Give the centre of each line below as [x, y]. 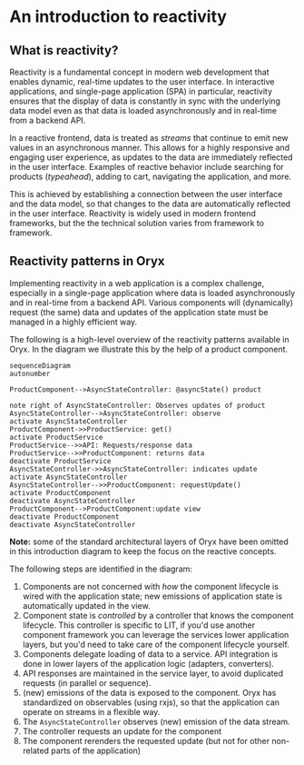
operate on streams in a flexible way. [91, 711]
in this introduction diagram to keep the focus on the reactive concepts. [143, 551]
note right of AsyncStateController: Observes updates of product [137, 405]
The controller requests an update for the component [122, 731]
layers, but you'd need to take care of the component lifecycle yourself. [156, 644]
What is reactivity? [64, 50]
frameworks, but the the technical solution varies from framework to [137, 223]
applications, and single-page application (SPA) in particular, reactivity [141, 91]
